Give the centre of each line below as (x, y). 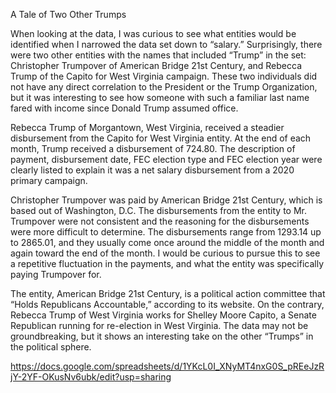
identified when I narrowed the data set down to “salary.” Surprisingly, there (166, 44)
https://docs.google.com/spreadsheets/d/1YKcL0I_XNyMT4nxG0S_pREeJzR (167, 366)
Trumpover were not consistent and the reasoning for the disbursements (160, 221)
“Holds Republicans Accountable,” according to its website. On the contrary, (167, 304)
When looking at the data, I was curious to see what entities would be (153, 33)
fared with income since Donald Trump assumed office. (124, 108)
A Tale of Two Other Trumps (68, 14)
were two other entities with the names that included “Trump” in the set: (158, 55)
